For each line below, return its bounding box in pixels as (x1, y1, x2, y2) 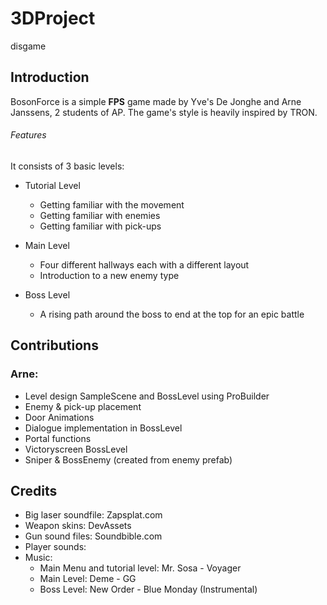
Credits (10, 483, 58, 500)
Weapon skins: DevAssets (24, 520, 132, 532)
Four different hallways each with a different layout (39, 258, 250, 271)
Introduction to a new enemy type (39, 269, 180, 281)
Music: (24, 552, 53, 564)
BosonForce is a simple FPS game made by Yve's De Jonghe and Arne (10, 95, 302, 107)
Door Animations (24, 411, 95, 423)
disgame (10, 40, 47, 52)
